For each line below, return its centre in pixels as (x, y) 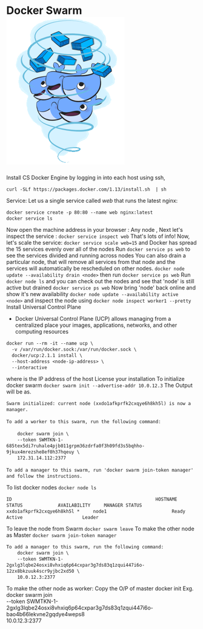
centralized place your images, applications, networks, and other (96, 325)
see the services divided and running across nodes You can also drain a (96, 255)
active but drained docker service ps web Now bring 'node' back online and (101, 288)
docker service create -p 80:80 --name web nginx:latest (80, 212)
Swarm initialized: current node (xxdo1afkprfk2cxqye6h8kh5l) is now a (98, 403)
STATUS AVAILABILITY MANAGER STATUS (74, 505)
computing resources (42, 331)
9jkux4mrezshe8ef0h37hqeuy (40, 452)
